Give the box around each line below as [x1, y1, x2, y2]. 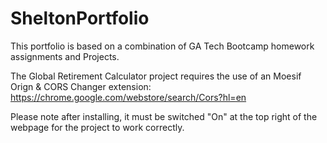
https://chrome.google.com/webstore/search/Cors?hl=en [10, 91, 247, 103]
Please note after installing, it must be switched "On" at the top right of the [10, 110, 318, 122]
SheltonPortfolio [10, 7, 150, 30]
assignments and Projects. [10, 50, 120, 62]
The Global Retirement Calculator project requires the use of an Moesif [10, 70, 302, 82]
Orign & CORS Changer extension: [10, 80, 152, 92]
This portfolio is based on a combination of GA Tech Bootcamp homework [10, 40, 315, 52]
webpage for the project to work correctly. [10, 121, 185, 133]
